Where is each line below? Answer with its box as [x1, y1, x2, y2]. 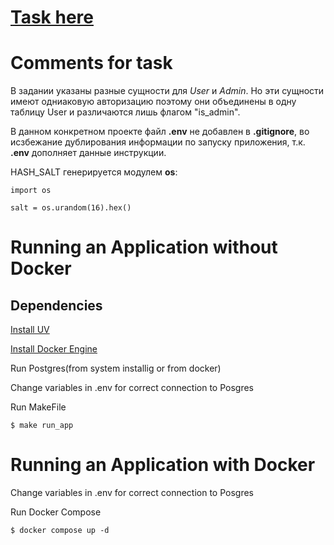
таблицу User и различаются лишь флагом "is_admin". [10, 106, 241, 118]
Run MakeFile [10, 401, 67, 413]
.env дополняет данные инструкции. [10, 147, 167, 159]
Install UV [10, 324, 50, 336]
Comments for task [10, 52, 173, 75]
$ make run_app [10, 421, 74, 431]
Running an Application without [10, 236, 278, 259]
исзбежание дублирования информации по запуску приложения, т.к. [10, 136, 306, 148]
